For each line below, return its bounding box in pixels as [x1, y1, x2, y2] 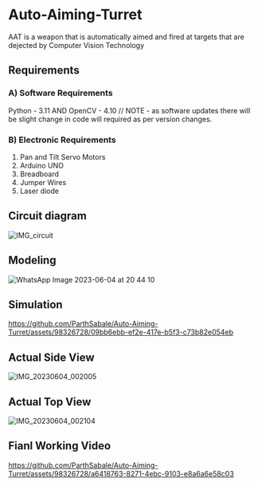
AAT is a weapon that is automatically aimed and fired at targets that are [8, 32, 244, 41]
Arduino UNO [19, 160, 64, 170]
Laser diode [19, 186, 60, 196]
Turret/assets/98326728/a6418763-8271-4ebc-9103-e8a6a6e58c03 [8, 468, 235, 478]
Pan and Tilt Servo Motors [19, 152, 106, 161]
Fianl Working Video [8, 439, 111, 452]
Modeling [8, 254, 57, 267]
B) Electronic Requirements [8, 134, 117, 145]
